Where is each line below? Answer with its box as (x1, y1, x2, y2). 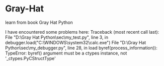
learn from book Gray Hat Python (5, 19, 73, 25)
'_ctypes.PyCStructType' (5, 55, 56, 61)
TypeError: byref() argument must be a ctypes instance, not (5, 50, 127, 56)
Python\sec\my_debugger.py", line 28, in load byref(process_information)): (5, 45, 158, 51)
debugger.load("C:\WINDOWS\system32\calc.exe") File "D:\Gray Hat (5, 39, 146, 45)
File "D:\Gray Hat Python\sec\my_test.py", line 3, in (5, 34, 108, 40)
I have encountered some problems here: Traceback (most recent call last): (5, 29, 160, 35)
